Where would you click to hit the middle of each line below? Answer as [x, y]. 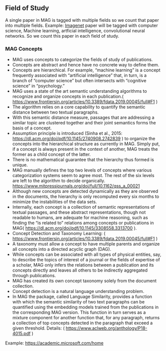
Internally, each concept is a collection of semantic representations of [83, 207]
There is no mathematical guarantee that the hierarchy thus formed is [83, 160]
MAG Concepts [24, 49]
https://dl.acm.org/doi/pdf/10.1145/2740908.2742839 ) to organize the [84, 139]
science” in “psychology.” [38, 86]
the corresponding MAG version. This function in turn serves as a [79, 312]
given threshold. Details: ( [38, 328]
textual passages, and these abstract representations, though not [79, 212]
